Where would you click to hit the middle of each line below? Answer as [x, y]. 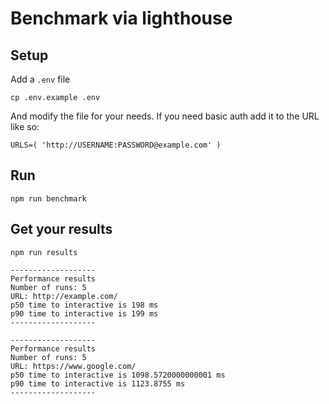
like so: [25, 126]
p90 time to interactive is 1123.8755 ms [98, 383]
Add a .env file [40, 79]
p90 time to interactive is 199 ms [84, 313]
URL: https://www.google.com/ [73, 366]
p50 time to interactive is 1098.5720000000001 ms [118, 375]
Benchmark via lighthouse [121, 18]
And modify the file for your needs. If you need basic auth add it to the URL [165, 116]
